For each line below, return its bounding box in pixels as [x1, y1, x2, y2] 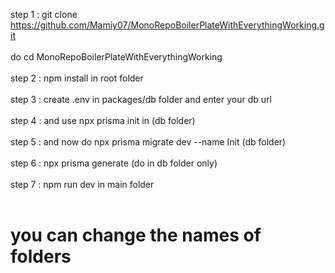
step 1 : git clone [10, 9, 78, 20]
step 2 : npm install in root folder [10, 72, 144, 84]
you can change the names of [10, 224, 262, 247]
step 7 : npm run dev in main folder [10, 179, 155, 190]
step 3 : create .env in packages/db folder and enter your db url [10, 94, 272, 105]
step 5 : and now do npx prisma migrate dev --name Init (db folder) [10, 136, 287, 148]
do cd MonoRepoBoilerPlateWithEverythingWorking [10, 51, 223, 63]
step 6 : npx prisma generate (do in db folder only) [10, 157, 218, 169]
